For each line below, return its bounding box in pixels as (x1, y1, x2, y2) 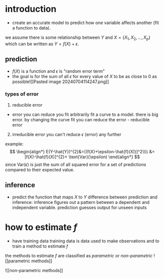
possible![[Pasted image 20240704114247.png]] (12, 79, 109, 84)
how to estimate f (5, 222, 77, 233)
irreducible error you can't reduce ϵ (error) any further (12, 131, 121, 137)
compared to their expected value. (5, 167, 75, 172)
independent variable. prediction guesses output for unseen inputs (12, 204, 147, 210)
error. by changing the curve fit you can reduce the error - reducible (12, 116, 150, 122)
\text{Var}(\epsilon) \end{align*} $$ (68, 154, 141, 160)
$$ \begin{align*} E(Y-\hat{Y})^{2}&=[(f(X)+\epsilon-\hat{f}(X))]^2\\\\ (9, 148, 148, 154)
